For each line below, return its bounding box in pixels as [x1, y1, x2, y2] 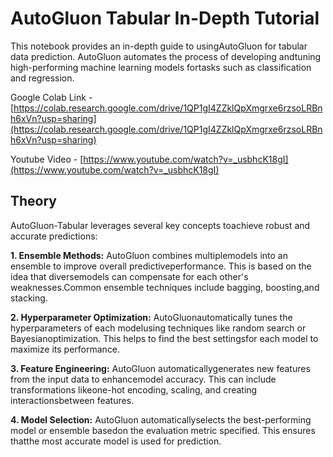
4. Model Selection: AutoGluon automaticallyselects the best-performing [10, 413, 312, 426]
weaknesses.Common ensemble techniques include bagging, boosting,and [10, 281, 320, 293]
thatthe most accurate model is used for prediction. [10, 435, 222, 447]
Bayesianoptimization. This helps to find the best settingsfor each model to [10, 332, 319, 344]
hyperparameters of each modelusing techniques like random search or [10, 322, 307, 334]
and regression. [10, 72, 75, 84]
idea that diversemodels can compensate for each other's [10, 270, 249, 282]
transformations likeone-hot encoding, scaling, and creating [10, 383, 258, 396]
